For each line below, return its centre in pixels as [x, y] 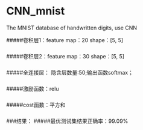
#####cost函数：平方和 [36, 105]
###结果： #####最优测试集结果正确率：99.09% [67, 121]
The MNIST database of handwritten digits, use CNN [72, 28]
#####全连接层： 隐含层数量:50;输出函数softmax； [70, 72]
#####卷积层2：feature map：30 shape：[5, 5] [65, 56]
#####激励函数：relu [33, 88]
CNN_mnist [36, 11]
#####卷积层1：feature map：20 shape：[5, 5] [65, 40]
